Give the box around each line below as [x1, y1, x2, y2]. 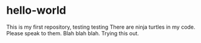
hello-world [6, 4, 67, 17]
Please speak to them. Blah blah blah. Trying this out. [6, 29, 140, 36]
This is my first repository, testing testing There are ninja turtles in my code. [6, 23, 196, 30]
